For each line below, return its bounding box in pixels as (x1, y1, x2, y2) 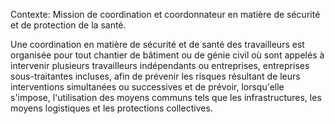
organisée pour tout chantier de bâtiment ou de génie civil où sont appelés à (10, 49, 325, 61)
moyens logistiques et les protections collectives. (10, 102, 213, 114)
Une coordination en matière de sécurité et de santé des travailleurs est (10, 39, 305, 50)
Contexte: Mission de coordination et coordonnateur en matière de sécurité (10, 9, 321, 20)
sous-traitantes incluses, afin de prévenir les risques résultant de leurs (10, 70, 301, 82)
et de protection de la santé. (10, 19, 127, 31)
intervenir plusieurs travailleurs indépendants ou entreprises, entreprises (10, 60, 310, 71)
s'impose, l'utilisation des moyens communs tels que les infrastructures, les (10, 92, 322, 103)
